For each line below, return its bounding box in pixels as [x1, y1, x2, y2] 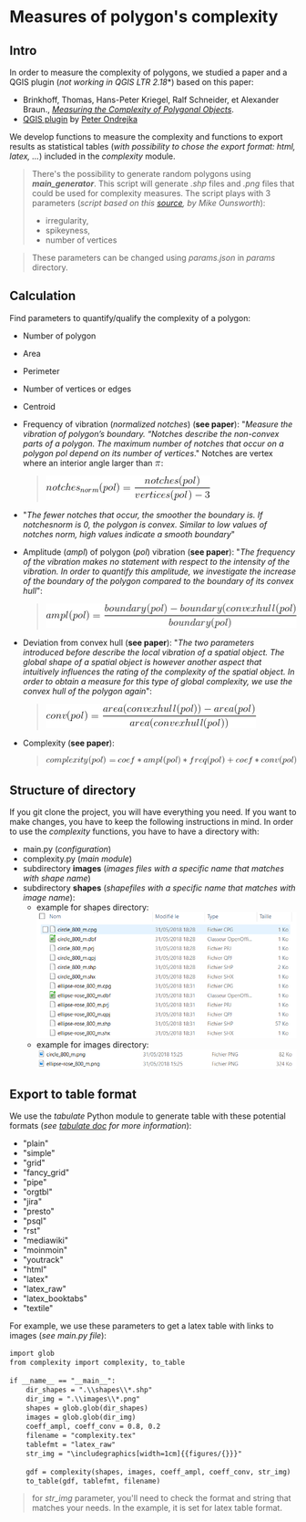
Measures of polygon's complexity [9, 6, 279, 27]
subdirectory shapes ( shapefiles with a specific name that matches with [22, 882, 296, 893]
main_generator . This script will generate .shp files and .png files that [31, 178, 295, 189]
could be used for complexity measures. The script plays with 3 [31, 188, 271, 198]
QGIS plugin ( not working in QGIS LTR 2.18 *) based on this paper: [9, 77, 254, 88]
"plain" [22, 1138, 49, 1149]
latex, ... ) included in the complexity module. [9, 151, 176, 162]
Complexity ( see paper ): [22, 737, 116, 748]
